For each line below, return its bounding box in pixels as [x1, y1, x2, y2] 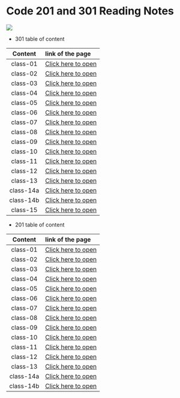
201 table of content [14, 221, 65, 228]
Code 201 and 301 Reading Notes [6, 4, 174, 18]
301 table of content [14, 35, 65, 43]
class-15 [11, 206, 38, 214]
